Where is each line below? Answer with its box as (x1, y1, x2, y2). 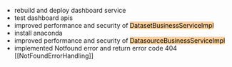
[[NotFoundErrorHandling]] (14, 51, 94, 60)
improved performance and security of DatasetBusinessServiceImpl (14, 21, 214, 29)
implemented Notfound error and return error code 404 (14, 44, 177, 52)
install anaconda (14, 29, 63, 37)
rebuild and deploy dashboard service (14, 6, 126, 14)
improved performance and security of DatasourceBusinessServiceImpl (14, 36, 226, 45)
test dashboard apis (14, 14, 74, 22)
